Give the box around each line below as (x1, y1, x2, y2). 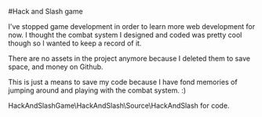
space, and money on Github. (8, 62, 104, 71)
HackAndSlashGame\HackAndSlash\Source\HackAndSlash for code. (8, 101, 230, 110)
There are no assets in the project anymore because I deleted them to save (8, 54, 251, 63)
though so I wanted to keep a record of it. (8, 38, 142, 48)
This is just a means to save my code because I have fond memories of (8, 78, 238, 86)
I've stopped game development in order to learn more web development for (8, 22, 256, 31)
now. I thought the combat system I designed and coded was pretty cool (8, 31, 242, 39)
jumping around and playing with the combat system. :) (8, 86, 187, 95)
